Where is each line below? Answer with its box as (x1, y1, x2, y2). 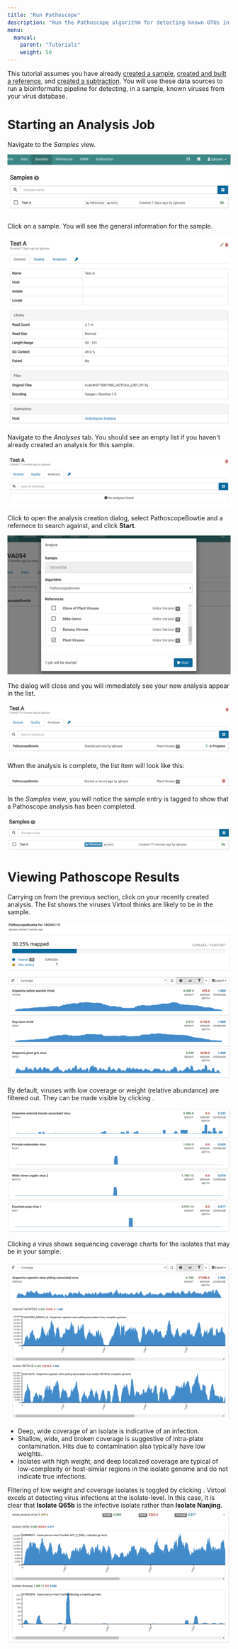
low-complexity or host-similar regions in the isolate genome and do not (17, 1464, 228, 1473)
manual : (13, 34, 37, 41)
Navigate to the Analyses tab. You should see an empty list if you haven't (7, 433, 221, 442)
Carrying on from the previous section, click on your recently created (7, 893, 209, 902)
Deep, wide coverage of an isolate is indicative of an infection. (17, 1427, 200, 1435)
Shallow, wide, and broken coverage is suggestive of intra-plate (17, 1435, 204, 1443)
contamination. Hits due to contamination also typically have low (17, 1442, 206, 1451)
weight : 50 (20, 49, 52, 56)
